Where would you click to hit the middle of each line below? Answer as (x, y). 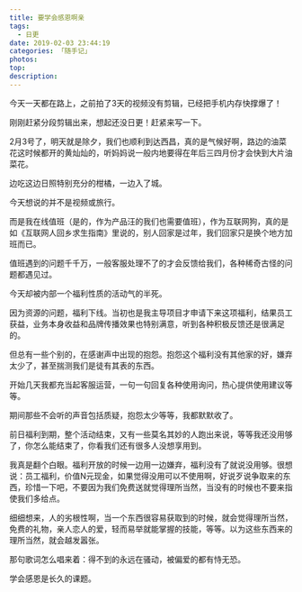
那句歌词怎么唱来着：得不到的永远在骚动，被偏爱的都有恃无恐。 (127, 559)
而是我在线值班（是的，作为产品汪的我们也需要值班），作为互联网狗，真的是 (149, 221)
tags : (19, 26)
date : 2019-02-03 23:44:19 (60, 43)
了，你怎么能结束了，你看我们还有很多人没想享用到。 (108, 445)
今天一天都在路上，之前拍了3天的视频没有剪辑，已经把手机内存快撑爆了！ (146, 103)
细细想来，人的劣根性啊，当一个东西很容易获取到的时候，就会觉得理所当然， (151, 517)
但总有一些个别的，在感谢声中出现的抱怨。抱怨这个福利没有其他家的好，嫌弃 (151, 354)
